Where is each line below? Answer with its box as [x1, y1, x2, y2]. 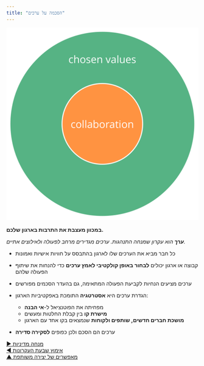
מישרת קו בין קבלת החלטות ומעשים [24, 310, 108, 317]
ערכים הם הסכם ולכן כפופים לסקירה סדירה [15, 328, 116, 335]
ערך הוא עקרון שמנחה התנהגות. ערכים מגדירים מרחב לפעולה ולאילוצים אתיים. [6, 238, 186, 245]
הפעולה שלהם [15, 268, 48, 275]
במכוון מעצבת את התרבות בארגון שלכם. [6, 226, 104, 233]
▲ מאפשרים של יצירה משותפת [6, 353, 78, 360]
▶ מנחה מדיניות [6, 340, 44, 347]
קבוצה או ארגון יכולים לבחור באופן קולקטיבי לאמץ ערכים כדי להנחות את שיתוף [15, 261, 199, 268]
